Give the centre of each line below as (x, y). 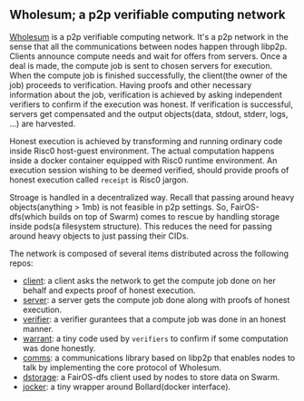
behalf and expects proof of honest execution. (109, 290)
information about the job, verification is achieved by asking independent (146, 94)
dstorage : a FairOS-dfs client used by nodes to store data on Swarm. (151, 377)
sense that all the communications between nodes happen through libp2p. (148, 46)
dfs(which (28, 216)
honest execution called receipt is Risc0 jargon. (99, 180)
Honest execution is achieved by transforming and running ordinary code (146, 141)
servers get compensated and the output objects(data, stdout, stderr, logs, (149, 113)
